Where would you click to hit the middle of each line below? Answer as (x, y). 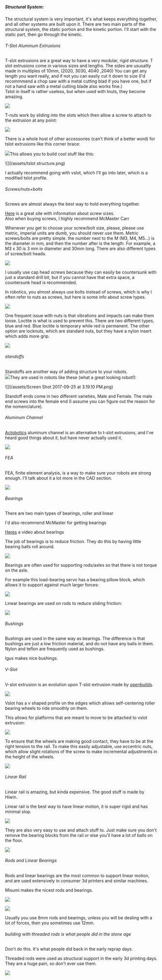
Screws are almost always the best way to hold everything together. (73, 204)
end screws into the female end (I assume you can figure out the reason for (80, 401)
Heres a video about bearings (35, 532)
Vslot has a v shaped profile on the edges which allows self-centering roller (80, 703)
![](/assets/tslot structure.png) (35, 163)
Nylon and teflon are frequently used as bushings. (55, 649)
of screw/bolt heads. (26, 254)
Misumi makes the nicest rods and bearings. (49, 890)
